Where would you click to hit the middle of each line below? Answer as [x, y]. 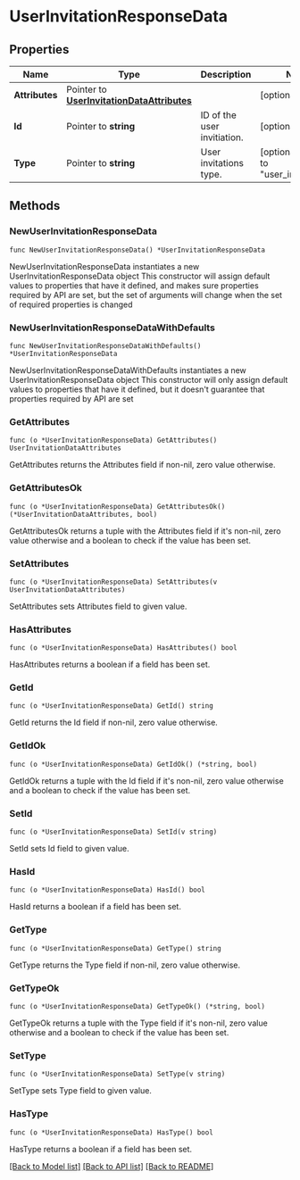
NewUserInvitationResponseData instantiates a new [104, 266]
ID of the [218, 115]
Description [226, 75]
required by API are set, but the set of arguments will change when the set [146, 295]
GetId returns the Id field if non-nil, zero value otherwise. [114, 723]
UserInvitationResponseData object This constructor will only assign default [149, 379]
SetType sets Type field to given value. [80, 1091]
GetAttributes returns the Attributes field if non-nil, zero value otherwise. [142, 465]
